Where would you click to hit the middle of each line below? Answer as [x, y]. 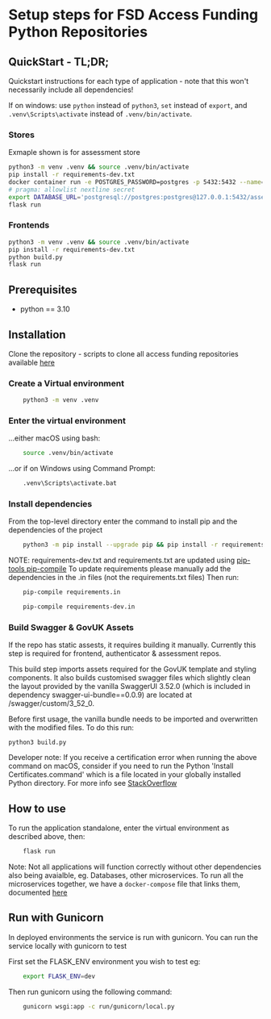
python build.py [35, 257]
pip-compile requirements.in [72, 592]
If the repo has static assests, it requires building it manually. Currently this [132, 645]
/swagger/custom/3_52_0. [52, 704]
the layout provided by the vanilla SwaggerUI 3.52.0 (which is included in [129, 687]
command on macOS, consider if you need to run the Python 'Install [121, 766]
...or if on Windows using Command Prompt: [82, 469]
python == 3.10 [45, 309]
